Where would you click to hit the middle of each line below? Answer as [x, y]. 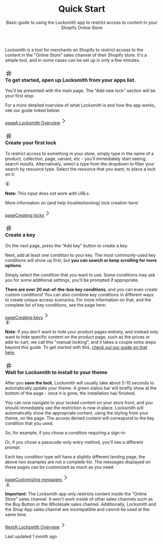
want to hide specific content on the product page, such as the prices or [78, 337]
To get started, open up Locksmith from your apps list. [71, 80]
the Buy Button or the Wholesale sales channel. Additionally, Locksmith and [81, 504]
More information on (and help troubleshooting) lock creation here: [72, 202]
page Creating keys [24, 317]
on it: [10, 174]
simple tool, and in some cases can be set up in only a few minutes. [73, 60]
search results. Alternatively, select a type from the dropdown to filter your [80, 163]
